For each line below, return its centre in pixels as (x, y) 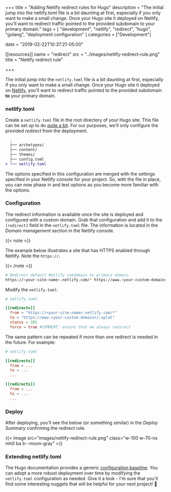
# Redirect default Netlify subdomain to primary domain (67, 275)
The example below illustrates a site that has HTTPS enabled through (78, 250)
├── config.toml (27, 159)
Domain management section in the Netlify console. (60, 230)
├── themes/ (23, 154)
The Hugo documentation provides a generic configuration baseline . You (82, 468)
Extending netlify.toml (33, 456)
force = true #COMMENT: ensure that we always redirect (70, 327)
